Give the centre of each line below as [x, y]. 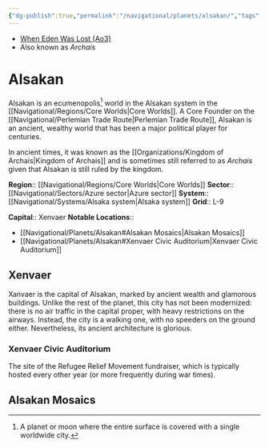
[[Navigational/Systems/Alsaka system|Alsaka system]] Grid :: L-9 [116, 202]
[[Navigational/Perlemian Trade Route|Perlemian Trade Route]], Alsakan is [130, 120]
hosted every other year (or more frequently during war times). [112, 375]
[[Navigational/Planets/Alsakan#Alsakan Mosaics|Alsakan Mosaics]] [132, 233]
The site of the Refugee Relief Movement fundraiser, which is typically [124, 366]
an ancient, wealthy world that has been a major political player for [118, 128]
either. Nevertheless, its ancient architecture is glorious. [100, 328]
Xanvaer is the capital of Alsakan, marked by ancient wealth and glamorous [132, 294]
